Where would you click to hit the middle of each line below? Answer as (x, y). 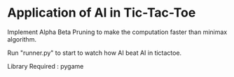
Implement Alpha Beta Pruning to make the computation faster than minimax (117, 32)
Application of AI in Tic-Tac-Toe (102, 13)
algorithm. (22, 39)
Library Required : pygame (46, 66)
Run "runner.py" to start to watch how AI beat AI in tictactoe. (95, 53)
